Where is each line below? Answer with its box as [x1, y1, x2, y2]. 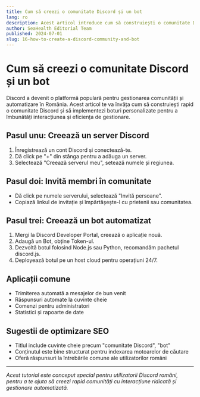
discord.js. [14, 251, 40, 258]
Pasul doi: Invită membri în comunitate [6, 176, 152, 186]
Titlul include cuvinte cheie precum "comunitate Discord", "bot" [14, 342, 171, 349]
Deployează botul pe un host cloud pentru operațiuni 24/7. [14, 257, 158, 264]
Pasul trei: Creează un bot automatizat [6, 215, 152, 226]
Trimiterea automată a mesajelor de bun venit [14, 290, 126, 297]
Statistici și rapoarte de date [14, 309, 85, 316]
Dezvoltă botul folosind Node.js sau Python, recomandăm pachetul [14, 244, 179, 251]
